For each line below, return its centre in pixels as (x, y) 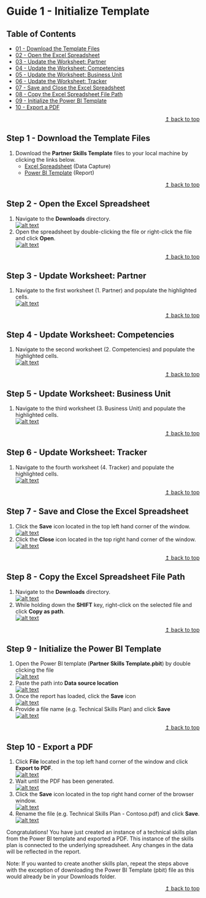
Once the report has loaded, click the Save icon (75, 696)
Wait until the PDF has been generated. (65, 781)
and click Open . (35, 238)
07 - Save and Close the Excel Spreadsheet (70, 88)
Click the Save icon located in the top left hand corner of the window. (103, 526)
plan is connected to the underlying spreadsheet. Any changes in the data (100, 845)
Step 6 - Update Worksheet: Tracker (77, 453)
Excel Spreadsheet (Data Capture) (67, 166)
